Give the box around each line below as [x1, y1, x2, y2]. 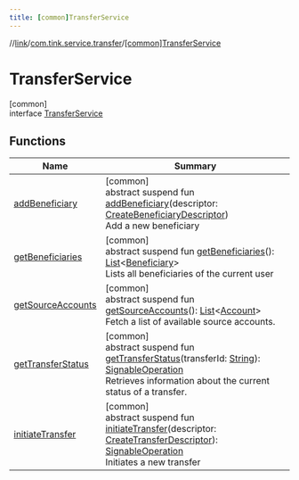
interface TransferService [9, 108, 103, 119]
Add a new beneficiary [105, 219, 200, 232]
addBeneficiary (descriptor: [105, 197, 218, 210]
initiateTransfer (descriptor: [105, 423, 217, 435]
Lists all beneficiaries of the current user [105, 268, 274, 280]
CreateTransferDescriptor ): [105, 434, 218, 446]
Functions [9, 133, 67, 148]
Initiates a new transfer [105, 456, 201, 468]
